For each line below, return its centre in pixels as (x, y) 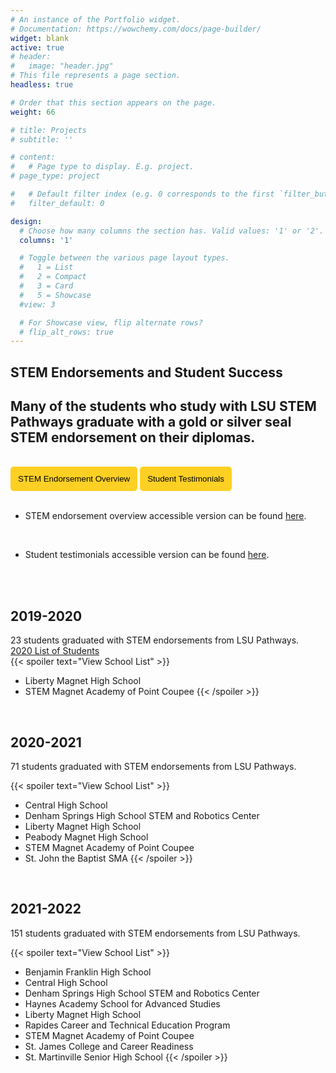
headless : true (42, 85)
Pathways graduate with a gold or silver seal (151, 422)
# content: (33, 157)
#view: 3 (37, 304)
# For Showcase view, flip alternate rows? (111, 322)
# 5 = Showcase (55, 295)
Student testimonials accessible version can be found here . (147, 555)
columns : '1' (46, 240)
